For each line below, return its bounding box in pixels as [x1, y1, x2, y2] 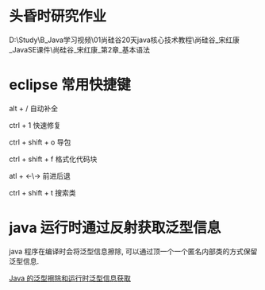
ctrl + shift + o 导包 [9, 137, 71, 147]
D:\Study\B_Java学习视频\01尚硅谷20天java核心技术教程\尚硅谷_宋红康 [9, 35, 240, 44]
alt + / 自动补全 [9, 103, 59, 113]
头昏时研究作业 [9, 7, 107, 25]
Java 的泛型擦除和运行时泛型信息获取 [9, 273, 132, 283]
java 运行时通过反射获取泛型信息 [9, 219, 221, 237]
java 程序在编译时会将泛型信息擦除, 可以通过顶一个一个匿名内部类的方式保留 [9, 246, 258, 256]
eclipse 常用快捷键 [9, 76, 131, 94]
